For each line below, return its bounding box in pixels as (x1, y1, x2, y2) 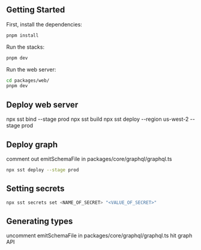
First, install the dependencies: (6, 20, 82, 28)
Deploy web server (6, 99, 79, 110)
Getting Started (6, 5, 65, 15)
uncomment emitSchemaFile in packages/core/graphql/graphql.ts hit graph (6, 232, 193, 239)
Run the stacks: (6, 43, 45, 50)
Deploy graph (6, 139, 58, 150)
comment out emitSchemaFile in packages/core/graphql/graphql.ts (6, 155, 172, 162)
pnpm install (6, 32, 39, 38)
